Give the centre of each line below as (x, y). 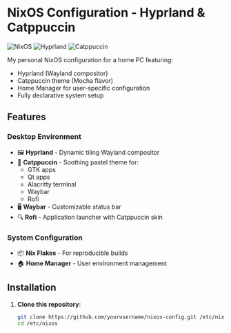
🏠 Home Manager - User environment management (92, 263)
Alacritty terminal (52, 184)
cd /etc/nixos (37, 323)
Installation (32, 288)
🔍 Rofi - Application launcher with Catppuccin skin (90, 217)
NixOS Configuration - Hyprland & (106, 13)
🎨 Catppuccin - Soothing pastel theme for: (78, 162)
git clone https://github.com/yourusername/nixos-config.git (107, 317)
